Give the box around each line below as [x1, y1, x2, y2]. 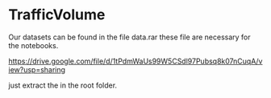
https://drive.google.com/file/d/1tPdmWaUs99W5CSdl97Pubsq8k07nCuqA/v [8, 56, 263, 66]
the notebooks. [8, 40, 59, 50]
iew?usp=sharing [8, 64, 66, 74]
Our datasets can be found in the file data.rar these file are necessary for [8, 32, 252, 42]
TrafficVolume [8, 6, 106, 24]
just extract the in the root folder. [8, 80, 118, 90]
